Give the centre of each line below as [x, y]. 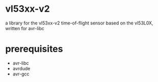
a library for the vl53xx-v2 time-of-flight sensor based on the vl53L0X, [79, 23]
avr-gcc [21, 74]
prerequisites [34, 49]
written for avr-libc [25, 28]
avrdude [21, 68]
